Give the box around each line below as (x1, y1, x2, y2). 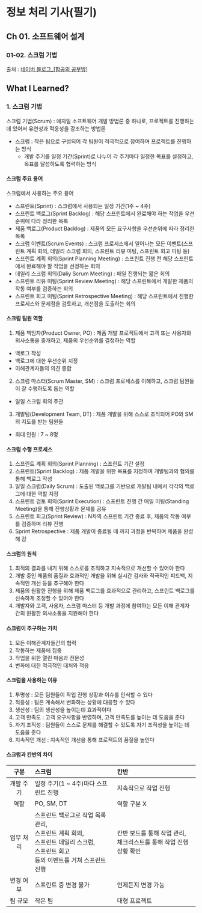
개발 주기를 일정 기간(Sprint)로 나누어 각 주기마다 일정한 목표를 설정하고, (23, 153, 194, 160)
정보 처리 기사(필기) (6, 5, 97, 19)
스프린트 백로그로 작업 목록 (34, 811, 106, 819)
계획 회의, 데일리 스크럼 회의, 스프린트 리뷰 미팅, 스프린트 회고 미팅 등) (26, 247, 190, 254)
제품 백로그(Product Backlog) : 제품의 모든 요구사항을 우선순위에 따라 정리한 (14, 225, 195, 232)
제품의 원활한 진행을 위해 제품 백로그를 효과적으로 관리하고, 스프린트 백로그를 (14, 587, 195, 594)
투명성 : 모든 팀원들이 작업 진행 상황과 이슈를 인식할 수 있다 (14, 691, 153, 698)
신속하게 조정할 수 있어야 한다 (14, 594, 84, 602)
